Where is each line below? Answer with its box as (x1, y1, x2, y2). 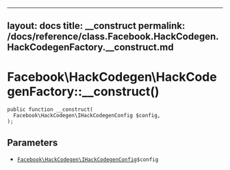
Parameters (7, 136, 58, 148)
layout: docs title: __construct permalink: (7, 20, 186, 32)
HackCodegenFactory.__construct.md (7, 42, 174, 53)
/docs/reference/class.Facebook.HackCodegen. (7, 31, 219, 42)
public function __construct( (7, 106, 94, 113)
